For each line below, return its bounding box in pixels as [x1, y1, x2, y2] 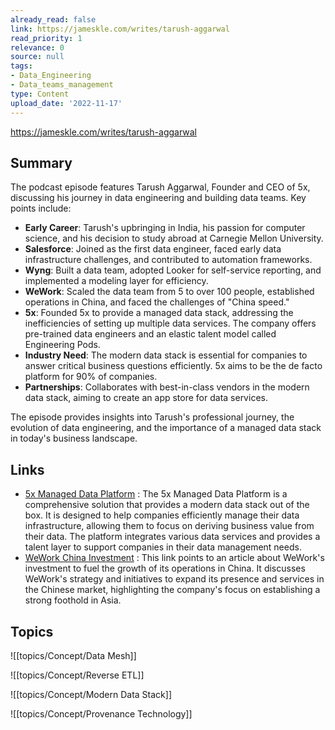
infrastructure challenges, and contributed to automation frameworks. [24, 254, 313, 266]
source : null [10, 52, 65, 62]
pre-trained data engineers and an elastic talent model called [24, 328, 277, 340]
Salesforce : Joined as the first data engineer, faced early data [24, 243, 282, 255]
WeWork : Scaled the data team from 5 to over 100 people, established [24, 286, 315, 298]
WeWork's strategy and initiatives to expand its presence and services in [24, 573, 325, 585]
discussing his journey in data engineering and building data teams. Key [10, 192, 307, 204]
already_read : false [10, 14, 97, 25]
